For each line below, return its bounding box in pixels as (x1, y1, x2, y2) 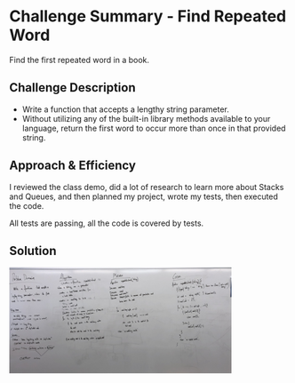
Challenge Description (9, 80, 136, 95)
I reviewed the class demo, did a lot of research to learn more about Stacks (9, 181, 284, 192)
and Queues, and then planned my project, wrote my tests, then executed (9, 191, 278, 202)
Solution (9, 243, 57, 259)
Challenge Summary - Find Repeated (9, 6, 287, 27)
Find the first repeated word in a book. (9, 54, 149, 65)
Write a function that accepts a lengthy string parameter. (21, 104, 229, 115)
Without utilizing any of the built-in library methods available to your (21, 113, 271, 124)
